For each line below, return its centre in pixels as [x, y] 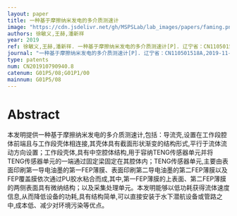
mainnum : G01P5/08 [34, 79]
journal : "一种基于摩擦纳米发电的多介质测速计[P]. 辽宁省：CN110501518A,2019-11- [119, 54]
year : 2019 [23, 40]
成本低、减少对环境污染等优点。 [62, 205]
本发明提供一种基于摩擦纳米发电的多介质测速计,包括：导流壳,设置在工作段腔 [117, 135]
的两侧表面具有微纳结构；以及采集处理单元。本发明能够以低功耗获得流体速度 [119, 188]
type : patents [28, 60]
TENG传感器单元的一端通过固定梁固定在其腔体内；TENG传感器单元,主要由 [115, 161]
